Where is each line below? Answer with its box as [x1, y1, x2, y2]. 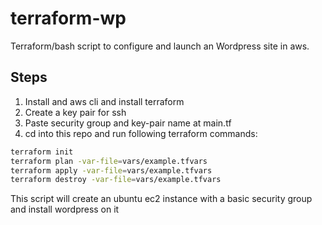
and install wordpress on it [10, 203, 120, 216]
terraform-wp [10, 7, 127, 30]
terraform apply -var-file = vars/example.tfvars [10, 165, 213, 176]
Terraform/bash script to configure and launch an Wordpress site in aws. [10, 40, 310, 52]
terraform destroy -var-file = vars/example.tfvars [10, 175, 222, 185]
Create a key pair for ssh [24, 106, 127, 118]
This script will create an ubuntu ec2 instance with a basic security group [10, 193, 313, 205]
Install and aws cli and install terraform [24, 95, 185, 107]
